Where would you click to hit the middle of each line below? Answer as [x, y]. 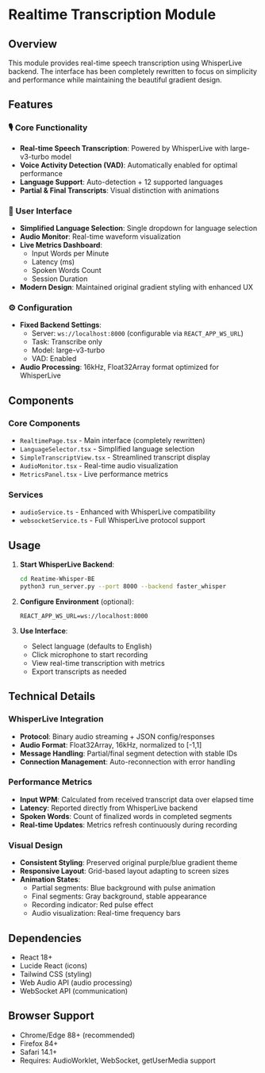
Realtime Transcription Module [112, 15]
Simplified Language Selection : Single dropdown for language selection [138, 228]
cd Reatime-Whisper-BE [57, 579]
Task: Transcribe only [67, 342]
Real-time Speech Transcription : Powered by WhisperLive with [124, 148]
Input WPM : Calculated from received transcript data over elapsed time [136, 799]
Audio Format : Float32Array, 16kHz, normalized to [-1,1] [111, 744]
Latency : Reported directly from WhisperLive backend [109, 808]
